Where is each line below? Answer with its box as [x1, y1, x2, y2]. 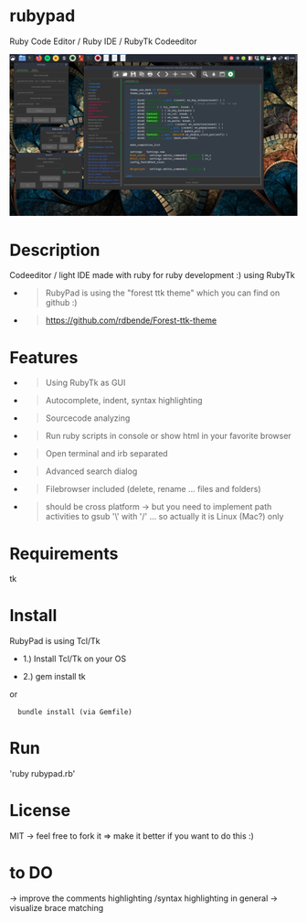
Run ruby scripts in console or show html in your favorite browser [45, 431, 292, 442]
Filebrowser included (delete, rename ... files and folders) [45, 484, 262, 495]
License [9, 800, 71, 821]
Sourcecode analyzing [45, 413, 131, 423]
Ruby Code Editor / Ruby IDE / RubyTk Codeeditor [9, 36, 197, 47]
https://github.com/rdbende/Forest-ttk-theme [45, 315, 217, 326]
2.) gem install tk [22, 671, 86, 682]
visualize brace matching [9, 903, 104, 913]
